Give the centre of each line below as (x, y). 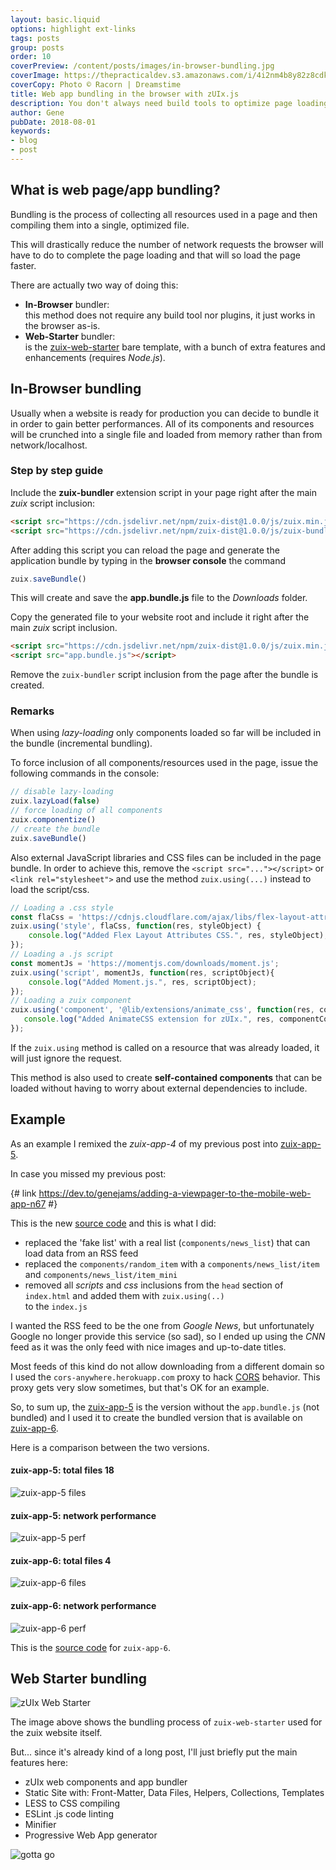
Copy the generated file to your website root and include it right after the (160, 617)
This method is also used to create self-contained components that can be (166, 1077)
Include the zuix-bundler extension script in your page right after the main (164, 492)
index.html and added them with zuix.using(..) (124, 1295)
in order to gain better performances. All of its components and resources (162, 423)
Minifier (40, 1825)
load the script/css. (50, 889)
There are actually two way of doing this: (94, 285)
